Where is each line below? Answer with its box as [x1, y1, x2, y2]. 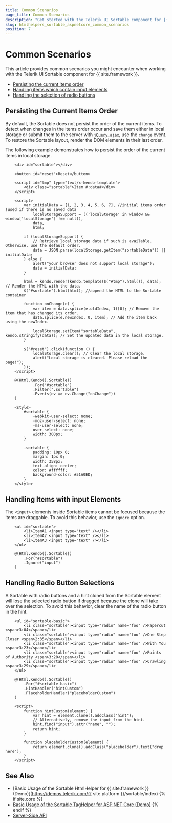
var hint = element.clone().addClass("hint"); [32, 713, 134, 718]
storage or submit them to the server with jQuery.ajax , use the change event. [5, 131, 167, 138]
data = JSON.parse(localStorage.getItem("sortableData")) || [32, 247, 166, 253]
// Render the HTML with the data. [5, 283, 81, 289]
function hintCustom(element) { [24, 708, 93, 714]
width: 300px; [32, 432, 63, 437]
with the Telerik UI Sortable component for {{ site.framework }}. [5, 71, 139, 78]
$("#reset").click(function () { [24, 346, 95, 352]
